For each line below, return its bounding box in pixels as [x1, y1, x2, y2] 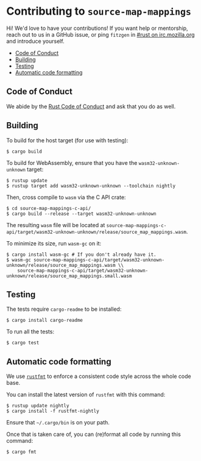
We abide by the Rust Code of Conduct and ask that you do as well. [6, 103, 176, 110]
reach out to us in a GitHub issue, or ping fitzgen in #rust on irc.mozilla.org [6, 31, 195, 38]
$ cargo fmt [6, 449, 37, 456]
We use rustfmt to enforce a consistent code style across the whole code [6, 372, 192, 380]
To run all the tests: [6, 328, 55, 335]
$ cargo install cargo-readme [6, 318, 83, 324]
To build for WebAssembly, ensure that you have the [6, 159, 138, 166]
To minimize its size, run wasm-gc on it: [6, 239, 102, 247]
